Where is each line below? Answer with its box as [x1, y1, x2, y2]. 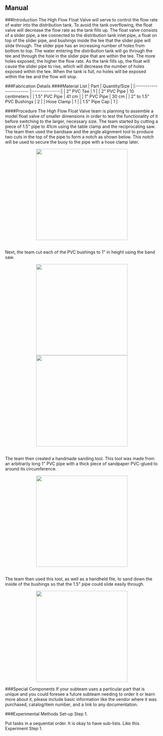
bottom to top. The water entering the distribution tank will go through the [5, 48, 153, 54]
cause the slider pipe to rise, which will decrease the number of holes [5, 63, 145, 69]
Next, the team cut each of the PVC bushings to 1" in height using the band [5, 249, 155, 255]
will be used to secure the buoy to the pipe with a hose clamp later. [5, 139, 140, 145]
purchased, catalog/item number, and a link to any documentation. [5, 701, 138, 707]
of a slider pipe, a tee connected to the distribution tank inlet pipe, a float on [5, 32, 157, 38]
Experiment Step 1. [5, 725, 43, 731]
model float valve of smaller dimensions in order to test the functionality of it [5, 113, 158, 119]
